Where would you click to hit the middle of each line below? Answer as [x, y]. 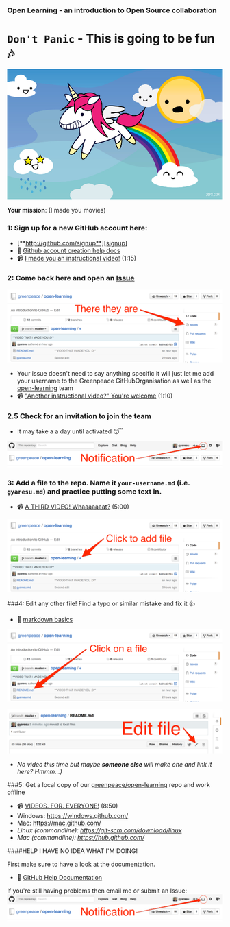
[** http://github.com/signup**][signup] [72, 243]
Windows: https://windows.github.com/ [73, 816]
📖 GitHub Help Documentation [60, 878]
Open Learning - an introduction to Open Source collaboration [112, 10]
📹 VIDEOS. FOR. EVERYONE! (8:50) [67, 806]
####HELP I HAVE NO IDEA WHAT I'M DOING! [73, 851]
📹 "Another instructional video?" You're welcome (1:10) [95, 396]
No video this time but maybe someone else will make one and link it [114, 765]
